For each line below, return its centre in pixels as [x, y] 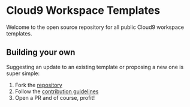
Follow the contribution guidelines [57, 91]
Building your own [41, 53]
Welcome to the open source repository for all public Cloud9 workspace [95, 27]
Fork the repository [39, 85]
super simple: [23, 73]
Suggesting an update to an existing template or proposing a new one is [95, 67]
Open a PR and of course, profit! [55, 97]
